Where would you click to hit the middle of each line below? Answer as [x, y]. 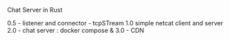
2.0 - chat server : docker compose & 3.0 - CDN [76, 30]
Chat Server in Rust [35, 10]
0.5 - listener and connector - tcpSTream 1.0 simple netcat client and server [115, 23]
